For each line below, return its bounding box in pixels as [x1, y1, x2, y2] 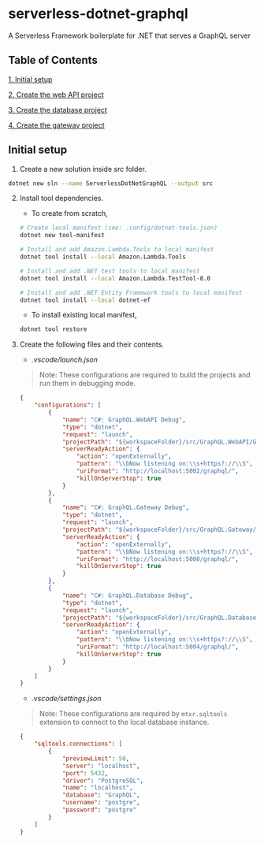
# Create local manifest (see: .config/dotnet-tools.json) [19, 224, 218, 232]
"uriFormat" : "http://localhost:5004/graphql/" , [76, 643, 239, 651]
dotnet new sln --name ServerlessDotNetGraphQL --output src [8, 179, 214, 188]
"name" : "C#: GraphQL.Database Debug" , [61, 592, 193, 600]
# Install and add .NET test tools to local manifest [19, 267, 200, 275]
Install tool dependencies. [19, 194, 104, 203]
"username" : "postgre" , [61, 799, 140, 807]
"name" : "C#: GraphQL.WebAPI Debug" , [61, 415, 187, 424]
